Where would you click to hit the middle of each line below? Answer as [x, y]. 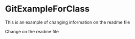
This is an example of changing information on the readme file [68, 22]
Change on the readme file [32, 31]
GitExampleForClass [47, 9]
